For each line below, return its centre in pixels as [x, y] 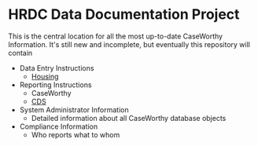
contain [20, 53]
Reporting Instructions [55, 85]
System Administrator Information [74, 109]
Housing [45, 76]
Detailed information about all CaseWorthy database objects [129, 118]
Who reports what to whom [76, 134]
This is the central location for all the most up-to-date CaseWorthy [115, 36]
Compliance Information [59, 126]
